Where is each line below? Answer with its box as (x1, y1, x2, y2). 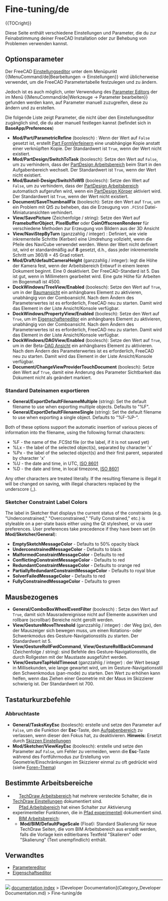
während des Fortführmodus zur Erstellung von (12, 754, 110, 760)
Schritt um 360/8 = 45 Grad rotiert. (12, 252, 85, 258)
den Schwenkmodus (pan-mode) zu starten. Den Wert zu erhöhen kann (12, 670, 160, 676)
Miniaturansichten (12, 209, 50, 215)
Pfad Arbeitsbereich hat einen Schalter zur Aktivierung (18, 804, 131, 810)
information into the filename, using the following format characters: (5, 430, 145, 436)
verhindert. (50, 209, 73, 215)
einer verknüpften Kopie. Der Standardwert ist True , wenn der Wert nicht (12, 145, 162, 151)
